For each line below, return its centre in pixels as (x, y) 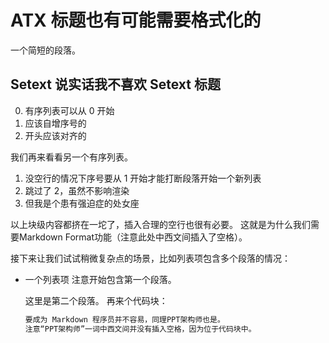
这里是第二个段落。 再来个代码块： (96, 300)
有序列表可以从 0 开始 (69, 110)
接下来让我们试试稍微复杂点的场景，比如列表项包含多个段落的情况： (150, 258)
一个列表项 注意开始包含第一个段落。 (100, 279)
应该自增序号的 (55, 123)
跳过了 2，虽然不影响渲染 (77, 190)
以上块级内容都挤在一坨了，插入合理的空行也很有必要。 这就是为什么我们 (160, 224)
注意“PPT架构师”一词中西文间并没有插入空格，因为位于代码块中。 (140, 329)
